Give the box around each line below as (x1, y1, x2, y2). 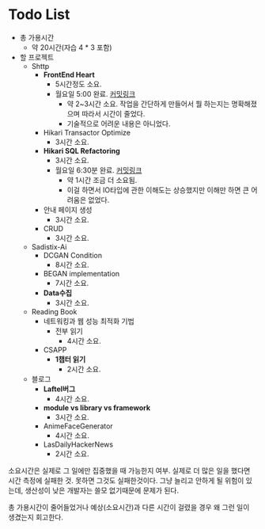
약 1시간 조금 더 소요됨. (66, 175, 138, 185)
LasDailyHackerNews (43, 440, 113, 449)
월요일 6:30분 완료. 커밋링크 (55, 165, 142, 175)
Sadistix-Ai (31, 242, 67, 251)
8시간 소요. (55, 260, 89, 269)
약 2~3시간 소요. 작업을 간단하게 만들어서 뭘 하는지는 (66, 99, 230, 108)
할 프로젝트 (19, 52, 55, 62)
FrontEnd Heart (43, 70, 95, 79)
